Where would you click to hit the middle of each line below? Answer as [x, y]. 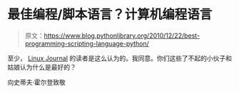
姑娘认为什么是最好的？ [42, 67]
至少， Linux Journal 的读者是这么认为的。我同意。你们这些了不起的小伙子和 [119, 58]
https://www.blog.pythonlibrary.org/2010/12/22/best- [122, 35]
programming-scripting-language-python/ [87, 43]
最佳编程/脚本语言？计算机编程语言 [110, 15]
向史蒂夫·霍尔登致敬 [37, 82]
